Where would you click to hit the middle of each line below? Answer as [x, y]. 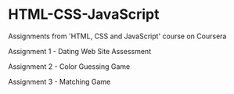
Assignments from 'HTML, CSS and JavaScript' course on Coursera [117, 36]
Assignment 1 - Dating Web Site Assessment [79, 51]
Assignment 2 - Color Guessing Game [69, 66]
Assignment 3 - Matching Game [59, 81]
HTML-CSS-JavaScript [84, 14]
